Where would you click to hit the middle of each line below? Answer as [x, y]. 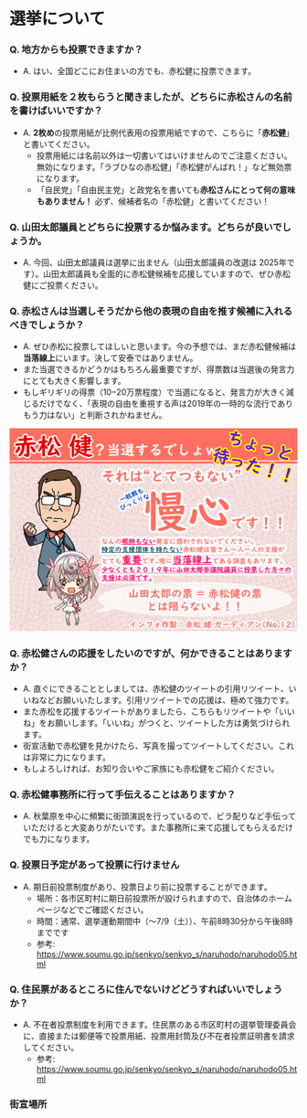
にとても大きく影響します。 [74, 381]
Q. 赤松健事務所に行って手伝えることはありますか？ [122, 794]
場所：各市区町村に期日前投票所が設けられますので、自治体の [153, 898]
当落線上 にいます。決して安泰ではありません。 [110, 358]
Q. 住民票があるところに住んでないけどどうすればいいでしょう [146, 989]
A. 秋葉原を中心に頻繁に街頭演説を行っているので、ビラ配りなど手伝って [159, 816]
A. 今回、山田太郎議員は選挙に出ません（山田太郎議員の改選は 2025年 [155, 262]
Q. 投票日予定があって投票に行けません [95, 865]
